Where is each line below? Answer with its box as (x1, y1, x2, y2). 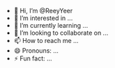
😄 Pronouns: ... (13, 46, 59, 55)
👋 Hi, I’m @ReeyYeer (13, 7, 73, 15)
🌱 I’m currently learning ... (13, 22, 89, 29)
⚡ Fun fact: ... (13, 54, 52, 62)
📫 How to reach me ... (13, 37, 79, 44)
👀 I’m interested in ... (13, 14, 73, 22)
